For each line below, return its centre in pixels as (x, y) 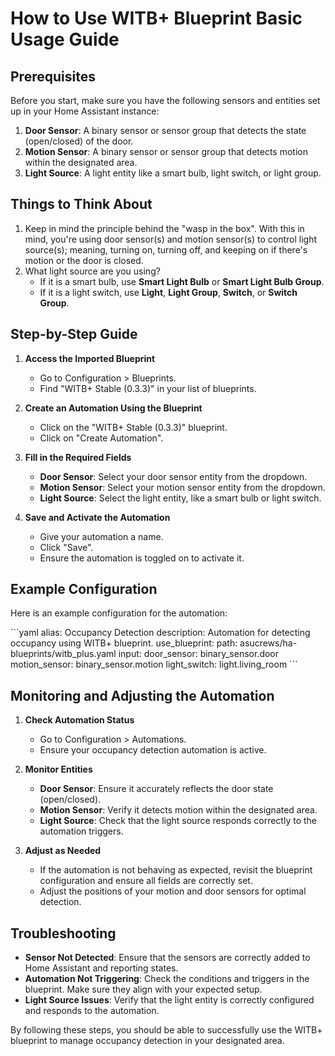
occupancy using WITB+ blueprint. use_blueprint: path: (124, 643)
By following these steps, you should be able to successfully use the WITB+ (166, 1030)
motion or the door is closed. (84, 260)
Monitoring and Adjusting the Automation (142, 695)
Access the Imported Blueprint (90, 358)
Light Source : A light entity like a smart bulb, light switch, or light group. (173, 173)
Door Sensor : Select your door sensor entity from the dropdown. (173, 476)
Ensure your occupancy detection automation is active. (153, 750)
